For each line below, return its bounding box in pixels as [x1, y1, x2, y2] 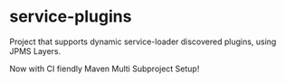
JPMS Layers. [9, 45, 62, 56]
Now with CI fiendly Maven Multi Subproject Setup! [9, 63, 200, 74]
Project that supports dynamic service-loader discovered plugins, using [9, 36, 277, 47]
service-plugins [9, 6, 132, 27]
